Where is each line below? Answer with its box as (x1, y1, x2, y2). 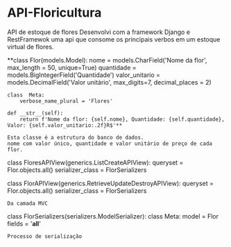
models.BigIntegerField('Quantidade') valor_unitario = (7, 71, 161, 79)
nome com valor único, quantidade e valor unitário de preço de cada (7, 140, 213, 147)
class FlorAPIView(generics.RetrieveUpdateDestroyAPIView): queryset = (7, 179, 214, 187)
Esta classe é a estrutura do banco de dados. (7, 134, 144, 141)
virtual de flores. (7, 42, 54, 51)
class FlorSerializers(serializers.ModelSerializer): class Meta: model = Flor (7, 212, 219, 220)
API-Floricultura (7, 5, 102, 21)
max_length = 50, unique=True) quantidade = (7, 63, 137, 71)
